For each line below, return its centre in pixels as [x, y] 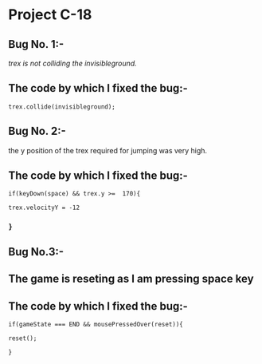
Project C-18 [50, 15]
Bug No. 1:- [36, 44]
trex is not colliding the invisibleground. [72, 63]
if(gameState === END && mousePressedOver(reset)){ [96, 324]
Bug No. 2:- [37, 131]
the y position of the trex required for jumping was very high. [108, 150]
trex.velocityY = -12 [44, 208]
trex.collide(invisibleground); [62, 107]
